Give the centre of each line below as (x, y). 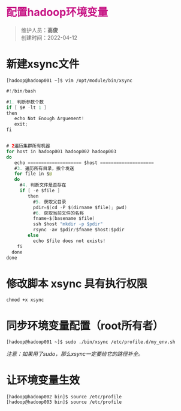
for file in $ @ (33, 174)
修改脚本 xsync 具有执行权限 (77, 284)
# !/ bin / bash (21, 91)
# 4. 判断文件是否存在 (43, 185)
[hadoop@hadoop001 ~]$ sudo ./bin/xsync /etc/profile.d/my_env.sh (91, 342)
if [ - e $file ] (40, 190)
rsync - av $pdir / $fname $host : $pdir (79, 230)
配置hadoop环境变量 (57, 12)
